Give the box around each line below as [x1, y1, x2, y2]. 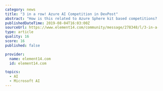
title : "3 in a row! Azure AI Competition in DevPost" [5, 12, 118, 16]
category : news [5, 7, 36, 12]
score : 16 [5, 39, 25, 44]
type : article [5, 30, 34, 34]
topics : [5, 70, 21, 75]
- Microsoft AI [9, 78, 40, 84]
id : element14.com [9, 61, 47, 66]
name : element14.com [9, 56, 51, 61]
